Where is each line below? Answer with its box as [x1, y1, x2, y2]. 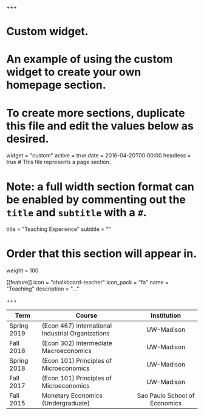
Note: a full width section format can [6, 180, 194, 193]
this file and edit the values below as [6, 119, 194, 132]
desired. [6, 132, 49, 146]
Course [75, 311, 98, 320]
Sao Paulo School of [137, 391, 195, 400]
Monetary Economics [41, 391, 103, 400]
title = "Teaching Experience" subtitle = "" [6, 225, 111, 233]
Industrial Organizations [41, 329, 110, 338]
